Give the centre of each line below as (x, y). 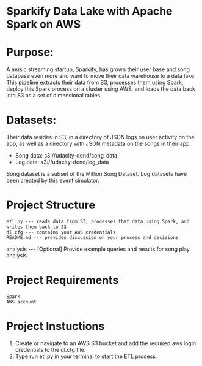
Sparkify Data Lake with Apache (89, 11)
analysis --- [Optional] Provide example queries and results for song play (98, 249)
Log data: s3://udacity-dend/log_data (62, 162)
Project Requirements (63, 280)
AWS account (21, 302)
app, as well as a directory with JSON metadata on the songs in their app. (99, 144)
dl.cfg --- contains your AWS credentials (61, 232)
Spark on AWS (44, 24)
